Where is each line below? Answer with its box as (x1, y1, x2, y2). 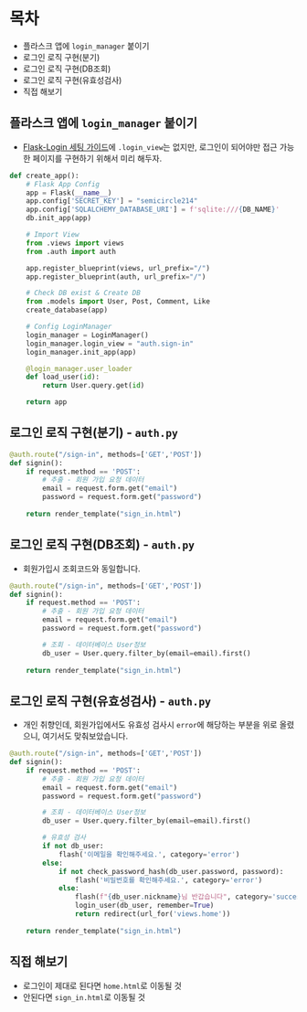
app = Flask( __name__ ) (26, 188, 112, 197)
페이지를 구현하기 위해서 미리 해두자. (32, 153, 163, 164)
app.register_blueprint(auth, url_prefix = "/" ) (26, 272, 206, 282)
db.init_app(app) (26, 214, 92, 223)
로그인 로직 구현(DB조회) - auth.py (9, 537, 195, 553)
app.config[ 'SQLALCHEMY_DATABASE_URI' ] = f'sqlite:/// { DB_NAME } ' (26, 205, 281, 215)
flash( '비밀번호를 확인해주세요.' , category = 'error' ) (74, 875, 263, 885)
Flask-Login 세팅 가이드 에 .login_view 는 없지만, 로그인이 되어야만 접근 (22, 141, 278, 152)
